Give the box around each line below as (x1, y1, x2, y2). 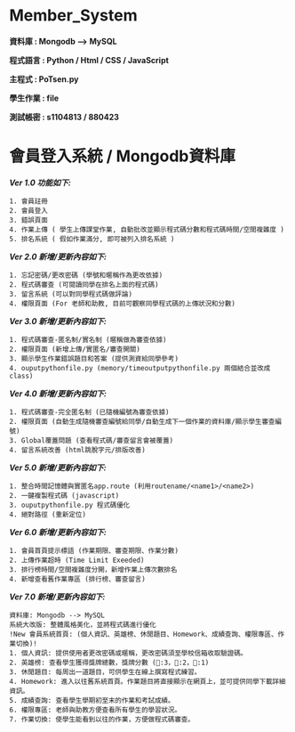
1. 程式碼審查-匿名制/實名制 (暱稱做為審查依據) (9, 335, 167, 344)
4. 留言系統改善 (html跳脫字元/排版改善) (9, 445, 147, 454)
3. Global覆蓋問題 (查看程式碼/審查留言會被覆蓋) (9, 435, 174, 445)
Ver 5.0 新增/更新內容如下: (9, 462, 107, 473)
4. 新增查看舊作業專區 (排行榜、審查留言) (9, 574, 147, 583)
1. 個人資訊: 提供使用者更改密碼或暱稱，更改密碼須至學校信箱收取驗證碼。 (9, 648, 248, 657)
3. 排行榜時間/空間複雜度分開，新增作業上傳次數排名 (9, 565, 178, 574)
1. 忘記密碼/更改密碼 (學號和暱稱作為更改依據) (9, 271, 163, 280)
